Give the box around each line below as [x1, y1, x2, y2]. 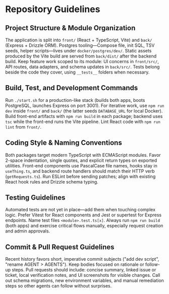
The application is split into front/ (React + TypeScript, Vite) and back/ [5, 37, 152, 43]
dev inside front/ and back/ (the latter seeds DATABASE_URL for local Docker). [5, 107, 163, 114]
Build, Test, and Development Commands [5, 84, 138, 92]
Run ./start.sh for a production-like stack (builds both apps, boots [5, 97, 145, 103]
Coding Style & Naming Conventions [5, 139, 122, 147]
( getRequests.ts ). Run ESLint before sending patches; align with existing [5, 173, 156, 180]
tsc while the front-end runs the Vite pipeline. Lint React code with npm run [5, 119, 160, 125]
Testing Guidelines [5, 193, 66, 202]
